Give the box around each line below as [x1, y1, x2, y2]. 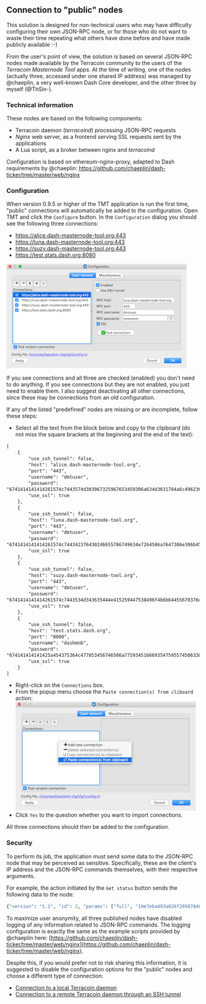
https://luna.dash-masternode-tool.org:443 [15, 238, 125, 246]
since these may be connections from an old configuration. [6, 394, 156, 401]
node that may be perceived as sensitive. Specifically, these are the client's [6, 859, 197, 866]
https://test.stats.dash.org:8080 [15, 251, 96, 259]
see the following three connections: [6, 220, 99, 227]
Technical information [6, 101, 74, 109]
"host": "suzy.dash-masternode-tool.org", [28, 573, 139, 579]
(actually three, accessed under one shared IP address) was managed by [6, 72, 191, 79]
